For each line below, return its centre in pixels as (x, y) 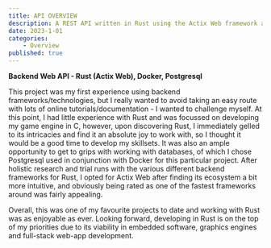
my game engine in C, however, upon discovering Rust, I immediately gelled (134, 126)
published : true (35, 53)
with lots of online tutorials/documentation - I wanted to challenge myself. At (135, 109)
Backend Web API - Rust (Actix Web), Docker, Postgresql (106, 76)
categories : (28, 38)
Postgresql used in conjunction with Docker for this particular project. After (133, 160)
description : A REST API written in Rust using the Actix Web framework (133, 23)
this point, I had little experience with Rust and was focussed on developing (134, 117)
